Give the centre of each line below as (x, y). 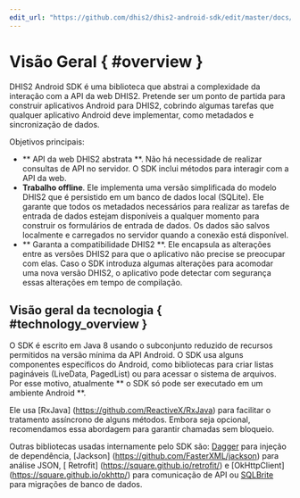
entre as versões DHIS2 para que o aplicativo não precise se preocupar (154, 253)
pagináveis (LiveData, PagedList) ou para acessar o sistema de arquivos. (143, 374)
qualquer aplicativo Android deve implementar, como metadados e (132, 115)
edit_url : (28, 17)
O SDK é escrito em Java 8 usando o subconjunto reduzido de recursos (141, 345)
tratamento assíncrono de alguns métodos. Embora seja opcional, (130, 419)
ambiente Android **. (48, 393)
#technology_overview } (79, 324)
